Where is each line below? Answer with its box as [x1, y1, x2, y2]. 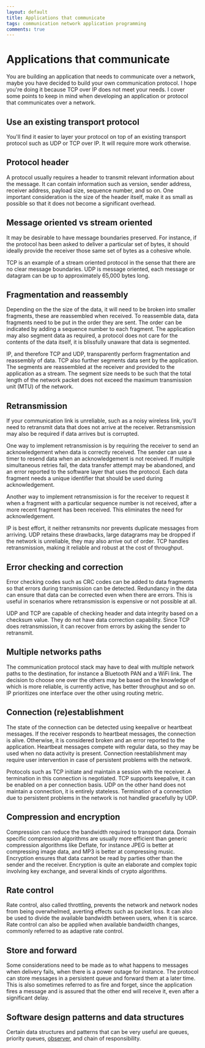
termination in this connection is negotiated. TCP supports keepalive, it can [6, 774, 196, 782]
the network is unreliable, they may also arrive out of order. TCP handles [6, 538, 189, 545]
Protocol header [6, 157, 69, 168]
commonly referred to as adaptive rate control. [6, 928, 124, 935]
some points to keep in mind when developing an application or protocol [6, 93, 188, 100]
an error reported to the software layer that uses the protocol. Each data [6, 468, 188, 476]
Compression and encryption [6, 812, 121, 823]
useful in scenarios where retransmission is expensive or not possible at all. [6, 598, 197, 605]
